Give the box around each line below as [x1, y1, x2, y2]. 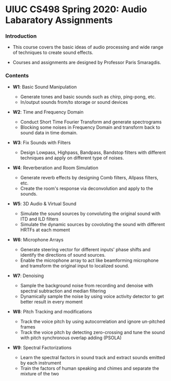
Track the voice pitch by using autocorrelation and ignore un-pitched [20, 318, 165, 324]
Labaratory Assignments [5, 14, 113, 26]
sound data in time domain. [20, 129, 78, 135]
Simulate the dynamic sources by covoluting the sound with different [20, 221, 165, 227]
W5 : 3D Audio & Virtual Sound [12, 200, 77, 207]
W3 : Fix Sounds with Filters [12, 139, 71, 146]
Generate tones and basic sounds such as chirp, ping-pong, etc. [20, 93, 156, 100]
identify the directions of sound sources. [20, 252, 106, 258]
